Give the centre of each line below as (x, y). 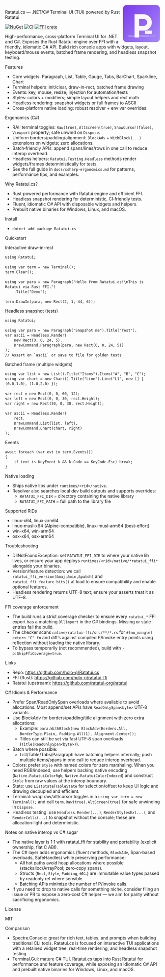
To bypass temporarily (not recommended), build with (67, 648)
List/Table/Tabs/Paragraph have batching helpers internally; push (86, 754)
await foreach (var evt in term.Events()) (49, 452)
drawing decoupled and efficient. (46, 791)
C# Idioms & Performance (31, 692)
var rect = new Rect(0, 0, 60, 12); (42, 394)
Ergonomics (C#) (22, 118)
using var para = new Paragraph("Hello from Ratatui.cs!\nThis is (74, 282)
